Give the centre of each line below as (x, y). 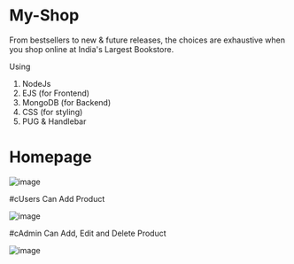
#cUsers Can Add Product (57, 198)
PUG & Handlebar (54, 121)
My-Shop (44, 16)
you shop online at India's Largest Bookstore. (92, 49)
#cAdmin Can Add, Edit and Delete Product (88, 233)
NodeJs (36, 83)
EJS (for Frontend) (56, 93)
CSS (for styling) (52, 112)
